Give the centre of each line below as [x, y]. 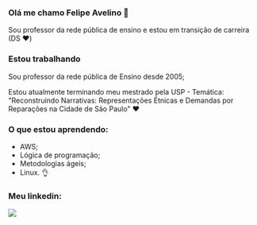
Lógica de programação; [60, 155]
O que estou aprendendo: [58, 129]
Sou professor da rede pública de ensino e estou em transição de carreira [129, 30]
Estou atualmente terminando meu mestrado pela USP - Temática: [116, 91]
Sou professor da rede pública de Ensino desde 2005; [96, 76]
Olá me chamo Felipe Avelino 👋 [69, 13]
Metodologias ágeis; [53, 163]
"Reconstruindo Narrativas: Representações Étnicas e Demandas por [121, 100]
